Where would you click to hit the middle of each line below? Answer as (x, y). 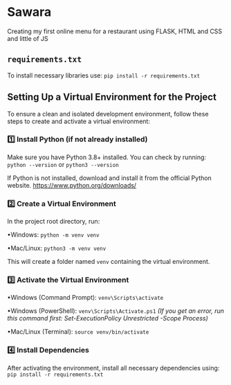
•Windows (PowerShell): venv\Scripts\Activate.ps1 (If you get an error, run (116, 311)
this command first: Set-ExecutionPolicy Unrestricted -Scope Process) (108, 319)
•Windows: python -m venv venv (53, 235)
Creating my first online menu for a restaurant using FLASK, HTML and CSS (115, 31)
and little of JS (28, 38)
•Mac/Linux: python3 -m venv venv (57, 248)
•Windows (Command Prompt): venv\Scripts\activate (85, 298)
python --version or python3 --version (63, 164)
